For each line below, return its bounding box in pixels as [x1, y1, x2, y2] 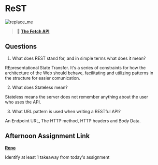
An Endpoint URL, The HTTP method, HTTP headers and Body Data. [5, 117, 141, 124]
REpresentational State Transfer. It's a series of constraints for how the [5, 65, 146, 70]
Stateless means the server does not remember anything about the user [5, 94, 148, 99]
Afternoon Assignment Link [5, 132, 90, 140]
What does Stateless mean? [12, 84, 68, 90]
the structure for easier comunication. [5, 75, 81, 81]
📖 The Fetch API [16, 28, 50, 34]
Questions [5, 42, 37, 51]
